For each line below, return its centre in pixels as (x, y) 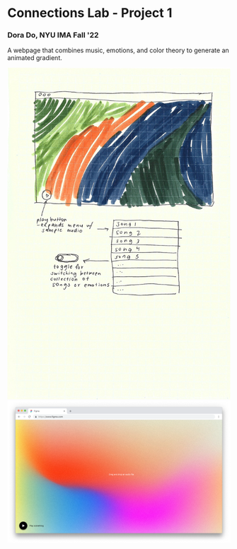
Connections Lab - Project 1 (90, 13)
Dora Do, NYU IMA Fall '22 (53, 35)
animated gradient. (35, 58)
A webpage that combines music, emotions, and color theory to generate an (118, 50)
